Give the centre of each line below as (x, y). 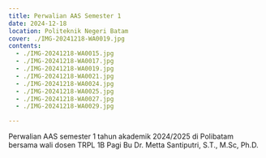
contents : (25, 46)
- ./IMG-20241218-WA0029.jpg (65, 106)
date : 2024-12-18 (38, 23)
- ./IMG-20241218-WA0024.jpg (65, 83)
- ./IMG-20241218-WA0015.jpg (65, 53)
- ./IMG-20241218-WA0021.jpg (65, 76)
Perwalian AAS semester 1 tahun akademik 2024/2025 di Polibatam (121, 137)
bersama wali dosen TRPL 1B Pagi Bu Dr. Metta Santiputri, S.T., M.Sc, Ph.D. (133, 145)
